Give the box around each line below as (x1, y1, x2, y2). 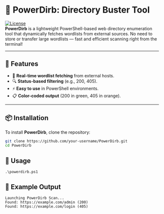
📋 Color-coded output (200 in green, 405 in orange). (12, 92, 121, 99)
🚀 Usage (5, 157, 31, 165)
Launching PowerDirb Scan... (5, 196, 64, 200)
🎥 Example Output (5, 182, 61, 191)
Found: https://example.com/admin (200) (5, 199, 89, 205)
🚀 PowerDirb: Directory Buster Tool (5, 4, 150, 16)
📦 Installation (5, 114, 49, 122)
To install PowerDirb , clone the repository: (5, 129, 90, 135)
